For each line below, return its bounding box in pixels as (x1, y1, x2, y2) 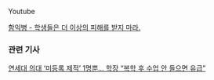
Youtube (8, 7, 35, 16)
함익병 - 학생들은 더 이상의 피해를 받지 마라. (8, 23, 141, 32)
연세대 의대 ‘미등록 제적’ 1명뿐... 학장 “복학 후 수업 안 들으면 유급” (8, 64, 206, 73)
